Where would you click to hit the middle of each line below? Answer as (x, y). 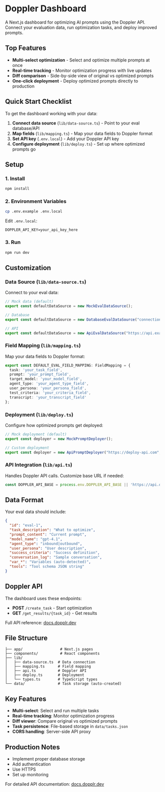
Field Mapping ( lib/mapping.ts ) (43, 346)
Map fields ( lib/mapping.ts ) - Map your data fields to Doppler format (82, 133)
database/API (26, 128)
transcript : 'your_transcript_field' (48, 397)
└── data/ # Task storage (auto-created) (63, 684)
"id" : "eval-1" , (26, 525)
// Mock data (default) (29, 302)
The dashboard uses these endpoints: (43, 598)
